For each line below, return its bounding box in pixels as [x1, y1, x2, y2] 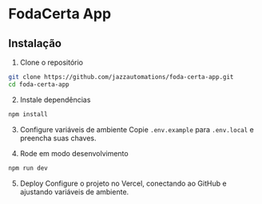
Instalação [8, 37, 62, 50]
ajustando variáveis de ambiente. [19, 186, 129, 196]
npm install [8, 110, 48, 118]
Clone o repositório [19, 57, 84, 67]
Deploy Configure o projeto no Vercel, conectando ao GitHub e [19, 178, 227, 188]
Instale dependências [19, 95, 91, 104]
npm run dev [8, 164, 48, 172]
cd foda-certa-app [8, 80, 69, 88]
